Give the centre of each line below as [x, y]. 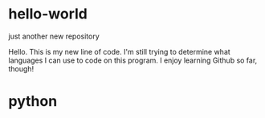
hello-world [48, 14]
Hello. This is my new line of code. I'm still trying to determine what [119, 51]
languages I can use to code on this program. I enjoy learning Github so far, [133, 60]
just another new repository [54, 36]
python [33, 102]
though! [21, 68]
